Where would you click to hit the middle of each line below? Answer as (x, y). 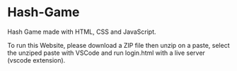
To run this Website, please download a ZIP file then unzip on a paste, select (118, 45)
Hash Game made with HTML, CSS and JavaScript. (82, 32)
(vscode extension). (36, 60)
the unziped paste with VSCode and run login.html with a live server (106, 53)
